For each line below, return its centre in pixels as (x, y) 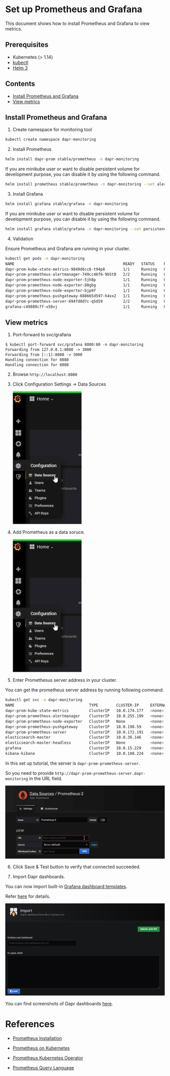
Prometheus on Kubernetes (41, 1048)
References (30, 1024)
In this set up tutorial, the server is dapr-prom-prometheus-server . (73, 763)
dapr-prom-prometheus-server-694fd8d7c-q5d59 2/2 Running (81, 301)
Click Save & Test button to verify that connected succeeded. (76, 867)
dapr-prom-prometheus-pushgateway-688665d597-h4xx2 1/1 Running (81, 296)
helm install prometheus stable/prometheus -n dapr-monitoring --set (80, 184)
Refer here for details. (28, 896)
